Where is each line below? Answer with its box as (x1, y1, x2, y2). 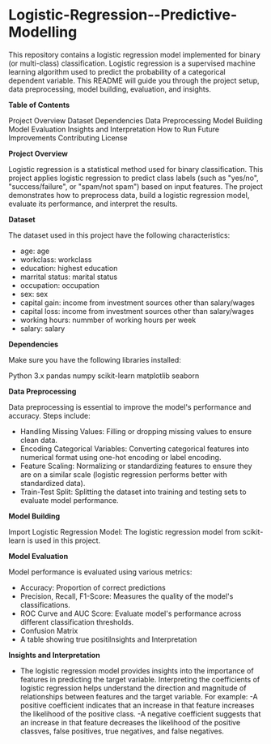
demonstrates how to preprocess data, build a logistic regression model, (8, 190, 250, 200)
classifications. (19, 600, 70, 609)
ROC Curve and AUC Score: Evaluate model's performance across (19, 609, 242, 618)
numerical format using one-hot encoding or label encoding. (19, 452, 222, 462)
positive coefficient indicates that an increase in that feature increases (19, 700, 255, 710)
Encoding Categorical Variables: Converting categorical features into (19, 444, 249, 454)
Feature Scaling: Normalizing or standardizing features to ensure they (19, 461, 252, 471)
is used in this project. (27, 535, 101, 545)
